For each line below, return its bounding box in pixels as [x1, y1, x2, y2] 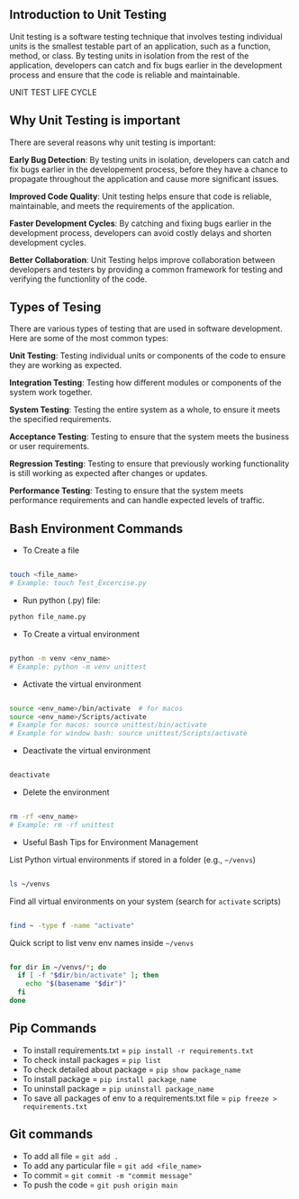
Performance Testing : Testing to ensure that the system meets [9, 485, 244, 496]
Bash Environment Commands [9, 521, 184, 536]
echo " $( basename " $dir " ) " [25, 979, 127, 988]
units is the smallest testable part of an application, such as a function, [9, 41, 272, 51]
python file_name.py [9, 612, 87, 621]
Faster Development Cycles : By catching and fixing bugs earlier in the [9, 218, 272, 229]
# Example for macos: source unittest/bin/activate [9, 720, 207, 730]
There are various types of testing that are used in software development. [9, 323, 283, 334]
